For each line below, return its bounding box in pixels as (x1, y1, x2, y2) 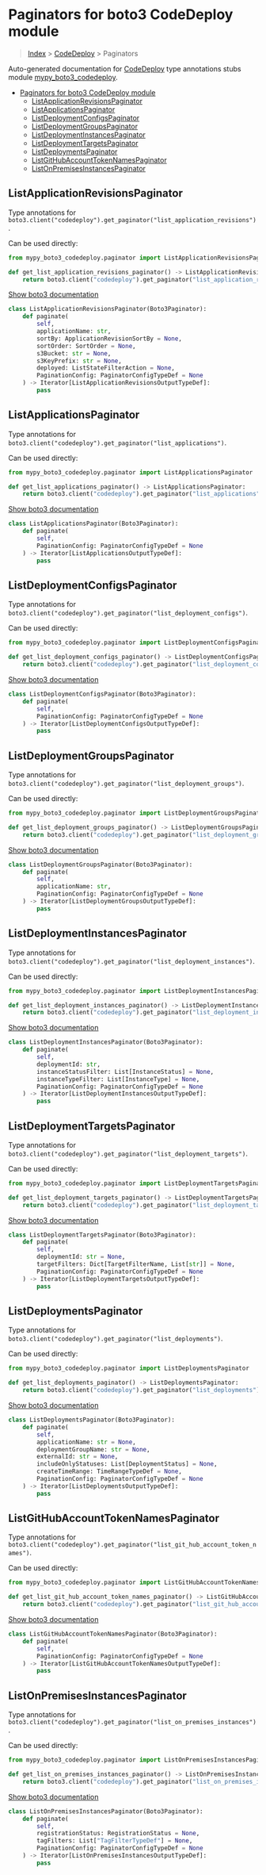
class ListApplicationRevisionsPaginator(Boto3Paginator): (8, 305, 207, 313)
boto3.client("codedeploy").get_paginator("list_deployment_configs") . (8, 608, 248, 618)
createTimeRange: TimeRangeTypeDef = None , (36, 1467, 182, 1476)
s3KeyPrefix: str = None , (36, 357, 123, 365)
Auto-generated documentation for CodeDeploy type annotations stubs (8, 63, 241, 73)
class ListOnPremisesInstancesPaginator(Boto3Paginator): (8, 1807, 203, 1816)
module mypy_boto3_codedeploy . (8, 72, 118, 82)
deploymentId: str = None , (36, 1253, 126, 1261)
